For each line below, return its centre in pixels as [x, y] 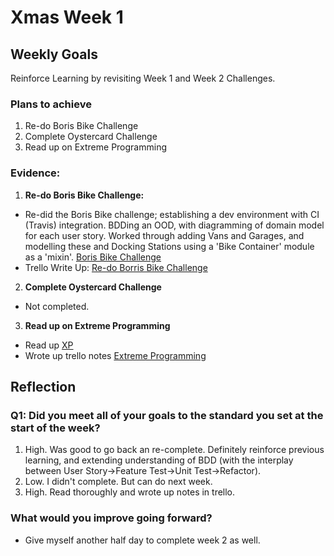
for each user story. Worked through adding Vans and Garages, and [164, 235]
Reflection [43, 386]
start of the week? [55, 428]
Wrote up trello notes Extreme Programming [115, 355]
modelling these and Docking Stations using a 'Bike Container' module [169, 246]
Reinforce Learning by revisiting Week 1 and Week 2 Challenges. [143, 78]
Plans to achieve [51, 104]
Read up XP [49, 345]
